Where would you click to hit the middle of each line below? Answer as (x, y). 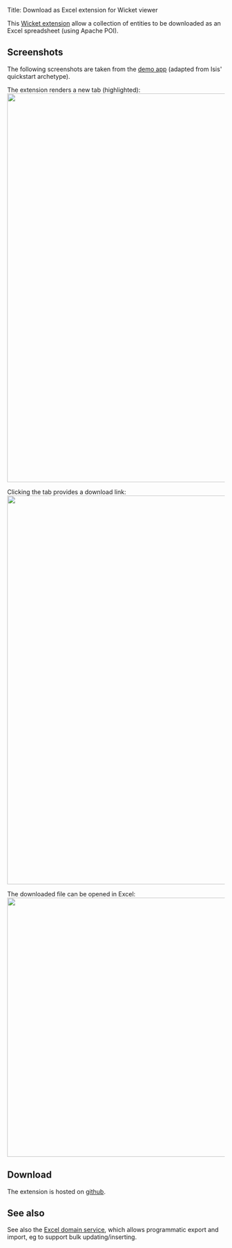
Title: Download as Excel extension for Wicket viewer (83, 10)
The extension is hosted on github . (56, 1191)
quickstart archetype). (39, 76)
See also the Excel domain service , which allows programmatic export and (113, 1230)
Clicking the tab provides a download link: (67, 492)
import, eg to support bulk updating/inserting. (72, 1237)
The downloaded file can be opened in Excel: (71, 894)
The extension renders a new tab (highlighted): (74, 90)
